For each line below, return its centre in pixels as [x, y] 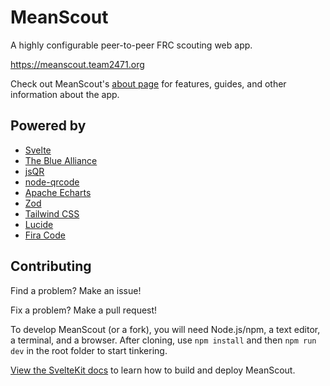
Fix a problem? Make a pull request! [84, 310]
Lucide [39, 224]
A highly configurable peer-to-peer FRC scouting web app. [131, 45]
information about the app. [65, 94]
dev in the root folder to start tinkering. [89, 350]
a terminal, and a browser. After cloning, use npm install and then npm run [163, 340]
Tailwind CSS [52, 213]
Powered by [48, 126]
